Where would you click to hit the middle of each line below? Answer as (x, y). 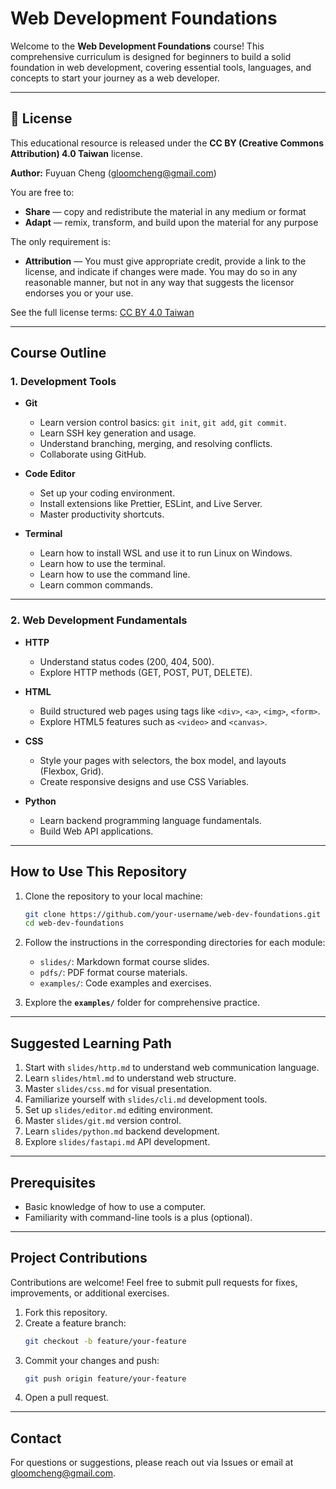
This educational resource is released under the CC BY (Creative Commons (167, 143)
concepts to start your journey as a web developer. (115, 78)
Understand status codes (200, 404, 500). (127, 661)
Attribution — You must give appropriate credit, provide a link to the (165, 261)
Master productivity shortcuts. (102, 514)
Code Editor (50, 474)
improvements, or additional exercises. (90, 1293)
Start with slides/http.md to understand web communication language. (172, 1068)
